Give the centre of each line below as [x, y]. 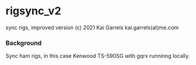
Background [24, 43]
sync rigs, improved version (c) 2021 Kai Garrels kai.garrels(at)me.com [92, 27]
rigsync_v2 [33, 11]
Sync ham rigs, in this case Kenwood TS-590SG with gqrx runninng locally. [98, 56]
